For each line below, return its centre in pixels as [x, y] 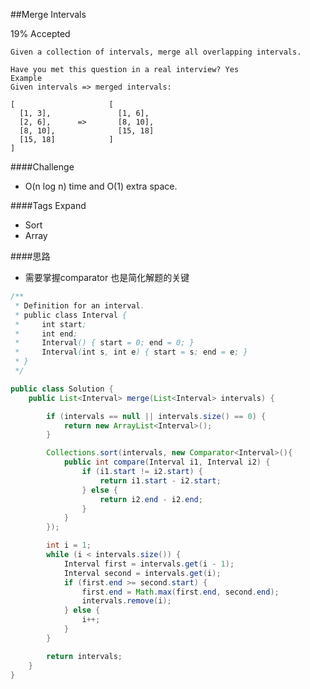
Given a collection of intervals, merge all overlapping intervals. [156, 52]
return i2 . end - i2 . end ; [151, 499]
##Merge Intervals [48, 14]
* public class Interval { [71, 315]
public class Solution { [62, 389]
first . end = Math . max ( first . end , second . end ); [180, 592]
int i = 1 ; [69, 545]
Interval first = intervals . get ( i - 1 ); [149, 564]
